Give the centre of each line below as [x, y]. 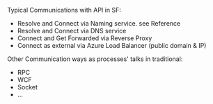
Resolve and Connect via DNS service [72, 31]
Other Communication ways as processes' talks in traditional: [95, 59]
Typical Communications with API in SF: [64, 10]
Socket [27, 87]
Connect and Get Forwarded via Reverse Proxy [85, 38]
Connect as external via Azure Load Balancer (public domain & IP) [112, 45]
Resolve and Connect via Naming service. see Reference [99, 23]
